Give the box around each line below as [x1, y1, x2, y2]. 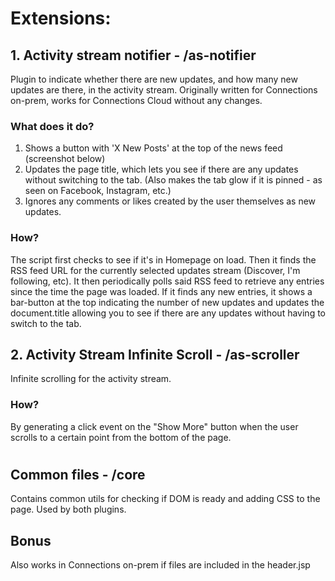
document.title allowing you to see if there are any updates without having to [10, 307, 326, 319]
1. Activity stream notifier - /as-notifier [10, 47, 257, 64]
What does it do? [10, 119, 95, 133]
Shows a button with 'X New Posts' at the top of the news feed [24, 142, 283, 154]
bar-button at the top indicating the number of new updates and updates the [10, 296, 325, 308]
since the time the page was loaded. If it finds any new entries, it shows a [10, 285, 313, 297]
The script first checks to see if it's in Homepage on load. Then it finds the [10, 253, 317, 266]
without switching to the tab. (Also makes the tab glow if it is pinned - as [24, 174, 323, 186]
